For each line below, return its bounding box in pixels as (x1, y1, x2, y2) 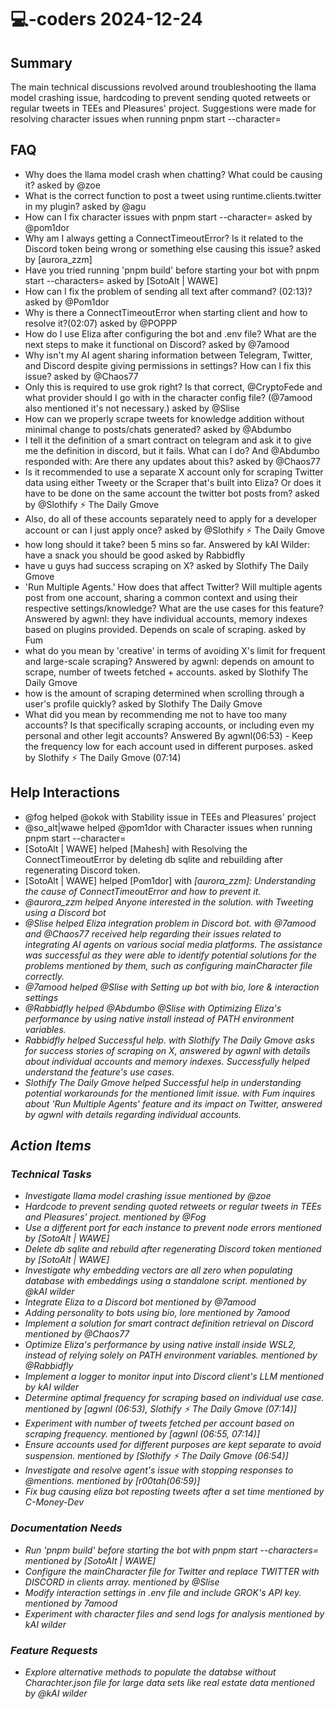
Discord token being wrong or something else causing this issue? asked (24, 242, 322, 255)
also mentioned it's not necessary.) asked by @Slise (24, 402, 240, 414)
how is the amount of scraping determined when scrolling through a (24, 687, 305, 699)
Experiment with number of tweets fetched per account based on (24, 1417, 295, 1430)
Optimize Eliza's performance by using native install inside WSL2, (24, 1339, 297, 1351)
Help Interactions (10, 784, 120, 801)
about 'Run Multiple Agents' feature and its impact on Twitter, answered (24, 1097, 323, 1110)
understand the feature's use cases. (24, 1066, 175, 1078)
